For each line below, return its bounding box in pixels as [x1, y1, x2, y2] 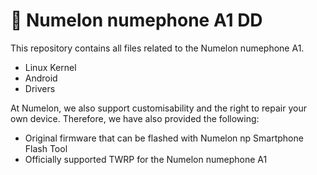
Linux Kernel [24, 61, 77, 73]
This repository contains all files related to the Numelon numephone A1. [10, 42, 305, 54]
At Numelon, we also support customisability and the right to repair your [10, 102, 307, 114]
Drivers [24, 82, 56, 94]
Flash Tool [24, 142, 68, 154]
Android [24, 72, 58, 84]
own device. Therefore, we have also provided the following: [10, 112, 260, 124]
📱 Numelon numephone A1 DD [10, 9, 263, 32]
